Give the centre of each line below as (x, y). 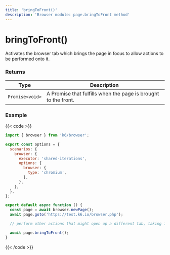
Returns (15, 72)
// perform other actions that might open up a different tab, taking (86, 224)
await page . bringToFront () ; (39, 233)
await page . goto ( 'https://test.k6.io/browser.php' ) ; (67, 215)
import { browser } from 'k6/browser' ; (47, 135)
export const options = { (32, 144)
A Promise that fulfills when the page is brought (103, 93)
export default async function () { (44, 205)
